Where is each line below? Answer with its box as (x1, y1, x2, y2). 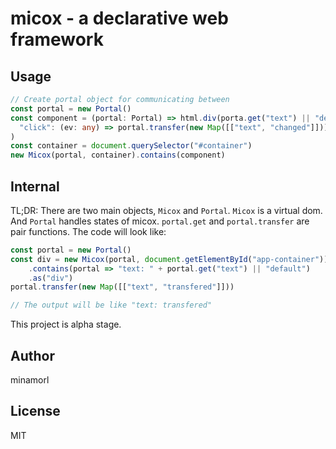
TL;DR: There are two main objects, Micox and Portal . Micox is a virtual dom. (10, 204, 323, 216)
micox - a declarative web (10, 7, 229, 30)
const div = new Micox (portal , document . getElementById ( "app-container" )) (10, 254, 329, 264)
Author (10, 347, 55, 364)
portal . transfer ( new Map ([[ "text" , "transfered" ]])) (10, 282, 235, 292)
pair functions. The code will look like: (10, 225, 167, 237)
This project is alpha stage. (10, 318, 122, 331)
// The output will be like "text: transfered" (10, 300, 213, 311)
